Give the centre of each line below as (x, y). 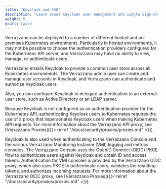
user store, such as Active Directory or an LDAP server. (61, 99)
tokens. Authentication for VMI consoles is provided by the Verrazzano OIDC (83, 160)
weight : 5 (15, 19)
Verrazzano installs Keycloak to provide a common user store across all (78, 68)
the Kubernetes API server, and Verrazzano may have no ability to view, (78, 54)
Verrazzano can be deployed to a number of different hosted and (71, 38)
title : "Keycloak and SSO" (33, 10)
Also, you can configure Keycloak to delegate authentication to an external (81, 94)
